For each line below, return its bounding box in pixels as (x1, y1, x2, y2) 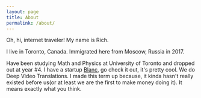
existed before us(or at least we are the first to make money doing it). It (6, 79, 182, 86)
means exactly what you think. (6, 85, 82, 93)
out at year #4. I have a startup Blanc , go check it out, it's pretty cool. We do (6, 66, 196, 73)
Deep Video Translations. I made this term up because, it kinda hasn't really (6, 73, 194, 80)
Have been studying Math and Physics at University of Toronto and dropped (6, 60, 195, 67)
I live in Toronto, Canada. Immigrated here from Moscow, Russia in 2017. (6, 48, 185, 55)
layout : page (6, 8, 39, 15)
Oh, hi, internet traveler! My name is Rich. (6, 37, 109, 44)
